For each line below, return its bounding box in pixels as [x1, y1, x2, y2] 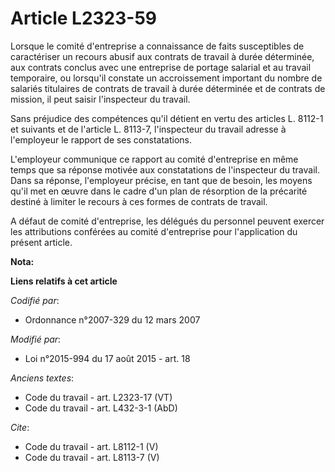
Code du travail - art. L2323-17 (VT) [24, 391, 173, 403]
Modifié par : [10, 333, 62, 345]
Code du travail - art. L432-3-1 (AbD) [24, 402, 178, 414]
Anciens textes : [10, 372, 75, 384]
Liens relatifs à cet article [10, 275, 118, 287]
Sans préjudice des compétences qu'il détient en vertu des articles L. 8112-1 [10, 112, 324, 124]
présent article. [10, 236, 73, 248]
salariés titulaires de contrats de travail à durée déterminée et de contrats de [10, 82, 326, 94]
